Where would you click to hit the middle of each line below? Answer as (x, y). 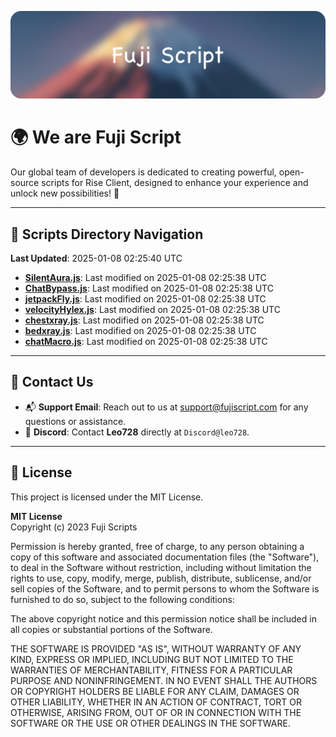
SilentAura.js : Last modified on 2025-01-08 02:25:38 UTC (145, 278)
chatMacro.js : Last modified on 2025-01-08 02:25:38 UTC (146, 342)
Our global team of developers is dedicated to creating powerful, (143, 172)
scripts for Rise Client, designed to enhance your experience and (175, 183)
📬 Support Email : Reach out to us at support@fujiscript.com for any (166, 407)
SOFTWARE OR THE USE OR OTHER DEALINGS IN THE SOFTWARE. (150, 723)
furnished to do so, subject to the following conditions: (122, 599)
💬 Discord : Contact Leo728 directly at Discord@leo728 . (137, 432)
